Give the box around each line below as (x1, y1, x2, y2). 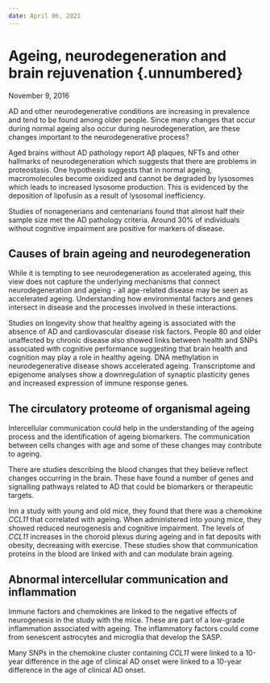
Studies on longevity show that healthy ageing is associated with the (8, 318, 236, 328)
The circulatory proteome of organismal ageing (8, 402, 251, 415)
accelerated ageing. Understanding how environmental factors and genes (8, 294, 254, 304)
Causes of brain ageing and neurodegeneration (8, 247, 251, 260)
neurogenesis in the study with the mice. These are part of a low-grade (8, 615, 245, 625)
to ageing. (8, 449, 42, 459)
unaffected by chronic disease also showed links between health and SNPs (8, 335, 258, 345)
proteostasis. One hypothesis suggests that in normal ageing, (8, 165, 212, 175)
